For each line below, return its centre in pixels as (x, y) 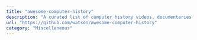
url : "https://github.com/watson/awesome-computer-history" (82, 22)
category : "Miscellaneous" (39, 28)
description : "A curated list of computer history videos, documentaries (99, 17)
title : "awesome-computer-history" (50, 11)
